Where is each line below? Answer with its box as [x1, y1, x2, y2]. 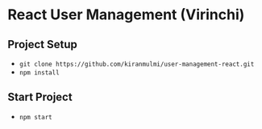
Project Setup [7, 38, 78, 51]
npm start [19, 113, 53, 121]
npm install [19, 69, 60, 77]
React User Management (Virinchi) [7, 6, 245, 24]
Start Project [7, 91, 73, 104]
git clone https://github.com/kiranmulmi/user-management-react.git [19, 60, 255, 68]
